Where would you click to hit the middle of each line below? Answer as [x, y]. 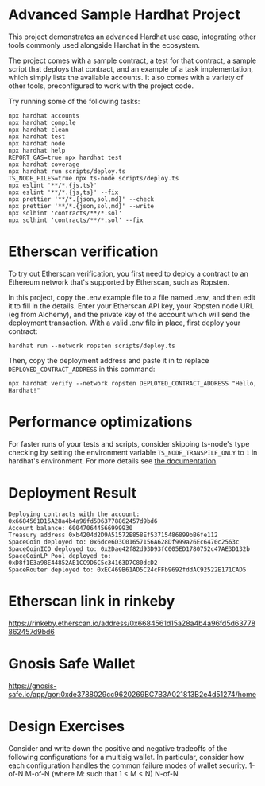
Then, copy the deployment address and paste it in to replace [109, 360]
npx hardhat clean [38, 130]
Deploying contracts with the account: [74, 514]
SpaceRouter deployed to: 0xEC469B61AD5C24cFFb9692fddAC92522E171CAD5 [127, 570]
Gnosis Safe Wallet [72, 663]
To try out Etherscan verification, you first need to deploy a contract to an [128, 273]
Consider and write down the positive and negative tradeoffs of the [118, 748]
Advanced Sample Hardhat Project [124, 15]
